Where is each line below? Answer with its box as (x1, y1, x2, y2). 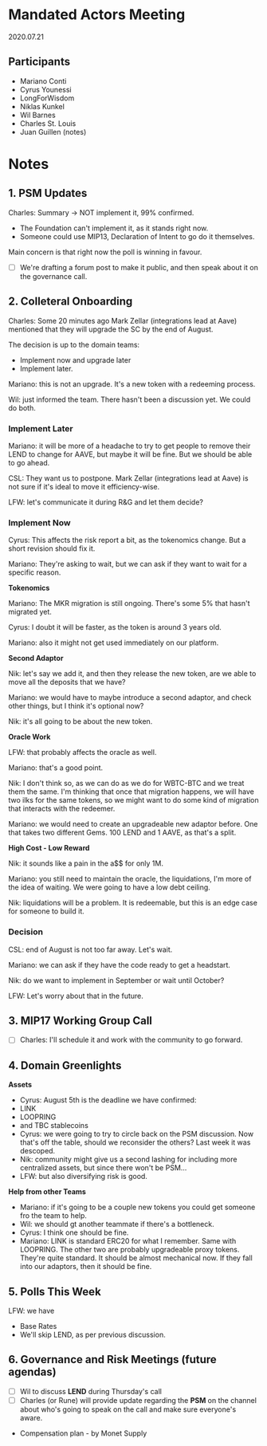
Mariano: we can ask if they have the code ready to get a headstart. (8, 960, 231, 969)
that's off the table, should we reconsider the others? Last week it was (19, 1138, 251, 1147)
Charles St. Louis (19, 118, 77, 128)
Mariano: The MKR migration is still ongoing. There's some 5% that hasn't (8, 599, 250, 608)
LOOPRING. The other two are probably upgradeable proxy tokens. (19, 1245, 240, 1255)
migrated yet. (8, 607, 52, 617)
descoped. (19, 1146, 56, 1156)
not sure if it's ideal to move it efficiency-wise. (8, 481, 160, 491)
